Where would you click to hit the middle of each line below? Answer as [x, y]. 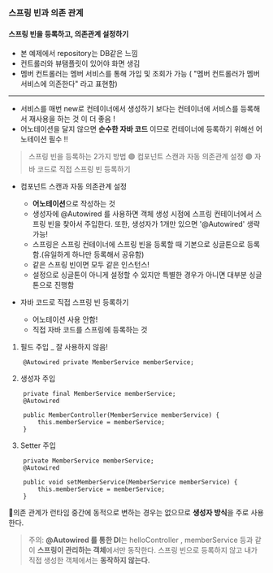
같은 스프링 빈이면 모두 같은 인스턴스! [91, 265]
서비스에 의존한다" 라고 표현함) [69, 84]
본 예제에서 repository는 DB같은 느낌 [79, 54]
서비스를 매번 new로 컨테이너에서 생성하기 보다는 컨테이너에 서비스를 [129, 109]
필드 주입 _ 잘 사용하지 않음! [64, 347]
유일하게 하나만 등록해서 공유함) [94, 254]
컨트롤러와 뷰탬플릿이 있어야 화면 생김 [80, 63]
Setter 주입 [38, 445]
